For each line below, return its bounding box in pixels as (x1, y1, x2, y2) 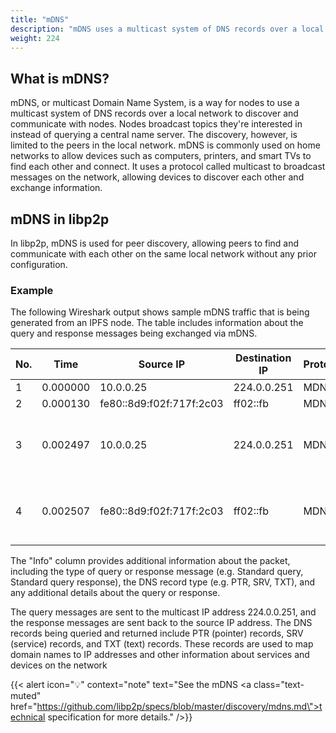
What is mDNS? (10, 70, 110, 87)
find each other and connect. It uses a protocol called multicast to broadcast (10, 161, 326, 173)
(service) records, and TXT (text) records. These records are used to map (10, 638, 314, 650)
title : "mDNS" (10, 14, 70, 25)
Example (10, 283, 54, 297)
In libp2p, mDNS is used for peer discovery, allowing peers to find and (10, 237, 300, 249)
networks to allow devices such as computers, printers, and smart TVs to (10, 150, 312, 162)
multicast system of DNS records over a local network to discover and (10, 107, 299, 120)
